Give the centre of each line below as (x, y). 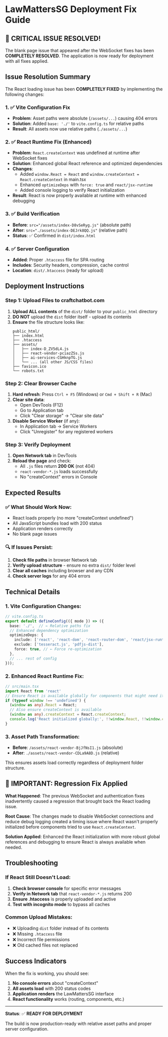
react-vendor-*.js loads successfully (59, 472)
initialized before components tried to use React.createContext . (70, 827)
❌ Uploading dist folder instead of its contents (60, 928)
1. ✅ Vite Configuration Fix (38, 107)
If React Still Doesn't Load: (38, 877)
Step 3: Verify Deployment (38, 444)
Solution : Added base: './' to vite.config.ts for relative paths (78, 123)
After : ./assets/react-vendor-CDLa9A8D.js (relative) (66, 753)
